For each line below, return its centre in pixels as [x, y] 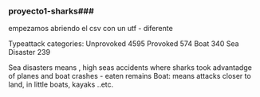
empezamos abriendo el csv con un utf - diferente [91, 29]
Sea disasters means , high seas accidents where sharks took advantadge [130, 68]
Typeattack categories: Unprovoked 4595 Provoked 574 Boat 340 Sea [124, 44]
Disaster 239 [29, 52]
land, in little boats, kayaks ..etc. [61, 84]
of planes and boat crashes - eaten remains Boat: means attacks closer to [130, 76]
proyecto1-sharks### [51, 11]
